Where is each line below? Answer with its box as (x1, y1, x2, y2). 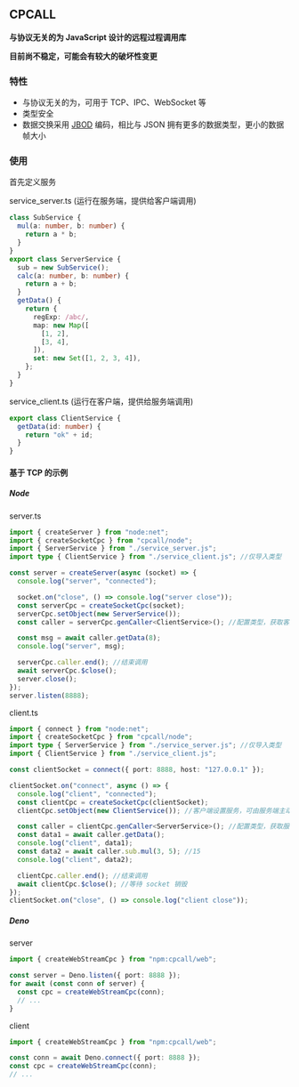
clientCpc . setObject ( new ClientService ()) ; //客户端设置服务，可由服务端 (17, 806, 279, 815)
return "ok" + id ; (25, 431, 93, 439)
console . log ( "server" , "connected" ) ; (17, 577, 158, 586)
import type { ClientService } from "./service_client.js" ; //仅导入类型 (9, 552, 282, 561)
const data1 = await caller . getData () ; (17, 831, 166, 840)
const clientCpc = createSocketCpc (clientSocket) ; (17, 798, 209, 807)
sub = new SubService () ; (17, 262, 109, 272)
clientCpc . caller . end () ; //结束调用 (17, 871, 149, 880)
